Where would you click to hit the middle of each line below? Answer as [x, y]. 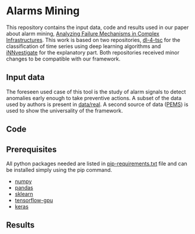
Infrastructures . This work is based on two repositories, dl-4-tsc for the [93, 40]
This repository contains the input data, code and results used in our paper [97, 27]
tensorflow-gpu [34, 200]
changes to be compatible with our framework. [63, 59]
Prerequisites [31, 149]
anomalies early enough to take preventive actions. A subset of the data [94, 98]
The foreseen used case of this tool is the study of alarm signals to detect [96, 92]
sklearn [24, 194]
